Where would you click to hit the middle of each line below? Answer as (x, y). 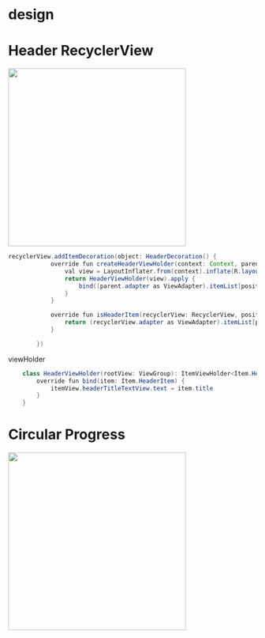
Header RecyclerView (81, 51)
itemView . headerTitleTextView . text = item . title (132, 388)
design (31, 15)
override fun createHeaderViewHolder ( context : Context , (144, 264)
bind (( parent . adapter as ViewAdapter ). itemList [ (160, 286)
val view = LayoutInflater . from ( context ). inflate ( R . (153, 271)
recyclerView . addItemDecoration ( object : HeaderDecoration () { (112, 257)
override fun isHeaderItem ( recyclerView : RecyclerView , (144, 315)
